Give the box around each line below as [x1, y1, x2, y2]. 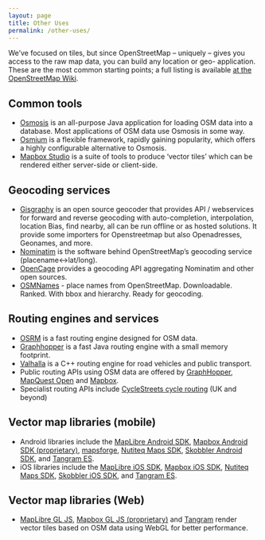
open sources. [19, 272, 68, 281]
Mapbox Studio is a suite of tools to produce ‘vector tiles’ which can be [19, 152, 253, 162]
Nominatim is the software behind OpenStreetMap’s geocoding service [19, 247, 252, 256]
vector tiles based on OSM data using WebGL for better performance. [19, 523, 248, 533]
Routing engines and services [8, 312, 159, 326]
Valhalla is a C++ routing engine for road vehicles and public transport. [19, 358, 252, 368]
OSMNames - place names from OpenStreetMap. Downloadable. [19, 280, 232, 290]
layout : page [8, 11, 52, 20]
